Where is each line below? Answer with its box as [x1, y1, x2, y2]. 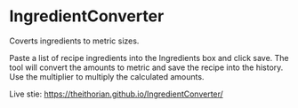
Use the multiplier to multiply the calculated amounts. [9, 71, 205, 81]
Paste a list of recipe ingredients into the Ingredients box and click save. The [9, 52, 289, 63]
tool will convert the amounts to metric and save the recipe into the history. [9, 62, 284, 73]
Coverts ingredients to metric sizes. [9, 35, 140, 46]
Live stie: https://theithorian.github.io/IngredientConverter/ [9, 89, 224, 99]
